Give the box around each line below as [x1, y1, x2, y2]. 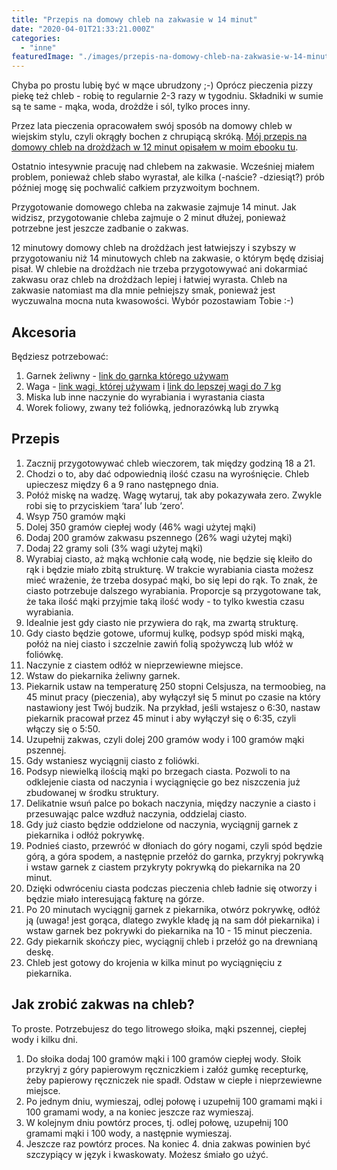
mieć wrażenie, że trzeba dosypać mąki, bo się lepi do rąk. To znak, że [25, 574, 318, 586]
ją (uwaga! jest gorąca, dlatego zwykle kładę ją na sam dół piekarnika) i [25, 914, 320, 926]
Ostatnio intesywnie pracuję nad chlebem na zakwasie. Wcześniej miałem [11, 161, 315, 173]
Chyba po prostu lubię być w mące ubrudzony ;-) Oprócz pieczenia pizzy [11, 79, 314, 91]
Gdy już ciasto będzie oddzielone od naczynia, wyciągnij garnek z [25, 818, 299, 830]
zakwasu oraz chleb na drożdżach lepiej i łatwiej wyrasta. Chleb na [11, 274, 288, 286]
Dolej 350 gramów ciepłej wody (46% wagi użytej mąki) [25, 521, 257, 533]
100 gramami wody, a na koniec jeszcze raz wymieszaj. [25, 1106, 254, 1118]
